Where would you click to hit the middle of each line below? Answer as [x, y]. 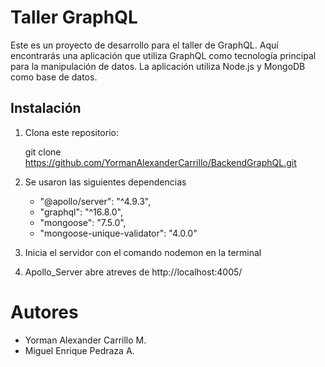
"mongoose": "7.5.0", [83, 222]
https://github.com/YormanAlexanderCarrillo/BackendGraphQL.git [160, 162]
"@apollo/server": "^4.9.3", [95, 201]
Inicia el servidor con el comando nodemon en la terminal [143, 252]
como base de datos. [54, 77]
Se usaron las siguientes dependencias [105, 182]
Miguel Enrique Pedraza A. [79, 350]
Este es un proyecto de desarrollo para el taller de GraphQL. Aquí [144, 45]
